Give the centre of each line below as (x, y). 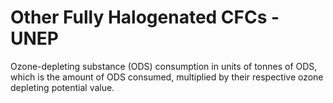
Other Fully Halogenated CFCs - (145, 17)
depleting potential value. (62, 87)
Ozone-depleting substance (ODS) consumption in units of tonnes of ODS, (164, 66)
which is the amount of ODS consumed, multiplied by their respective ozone (167, 77)
